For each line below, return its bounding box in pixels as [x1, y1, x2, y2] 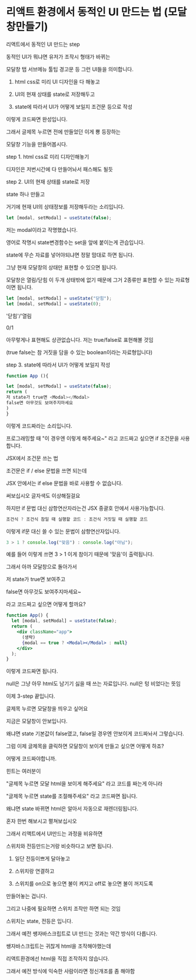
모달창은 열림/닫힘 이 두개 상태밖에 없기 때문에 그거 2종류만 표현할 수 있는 [6, 276, 175, 283]
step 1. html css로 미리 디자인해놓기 [6, 153, 89, 160]
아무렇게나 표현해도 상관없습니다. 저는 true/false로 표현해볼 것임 [6, 336, 154, 343]
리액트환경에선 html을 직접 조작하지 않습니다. [6, 955, 110, 962]
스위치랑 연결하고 [14, 868, 55, 875]
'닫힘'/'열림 [6, 312, 32, 319]
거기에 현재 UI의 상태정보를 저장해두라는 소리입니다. [6, 203, 125, 210]
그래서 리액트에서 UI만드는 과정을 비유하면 [6, 830, 103, 837]
